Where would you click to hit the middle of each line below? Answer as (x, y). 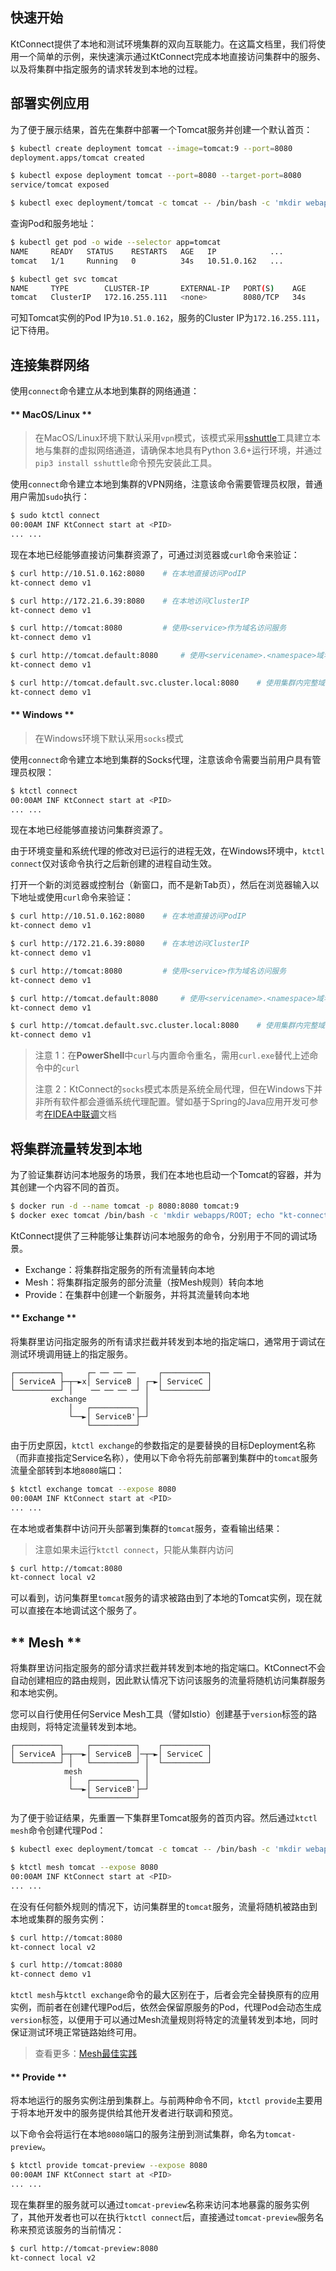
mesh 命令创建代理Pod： (58, 1830)
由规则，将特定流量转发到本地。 (76, 1727)
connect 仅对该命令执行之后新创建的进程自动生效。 (114, 864)
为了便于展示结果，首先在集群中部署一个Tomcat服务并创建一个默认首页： (161, 129)
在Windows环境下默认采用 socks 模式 (109, 738)
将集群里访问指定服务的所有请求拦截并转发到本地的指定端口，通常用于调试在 (168, 1341)
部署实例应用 (50, 103)
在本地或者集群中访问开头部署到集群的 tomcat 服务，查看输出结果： (146, 1528)
